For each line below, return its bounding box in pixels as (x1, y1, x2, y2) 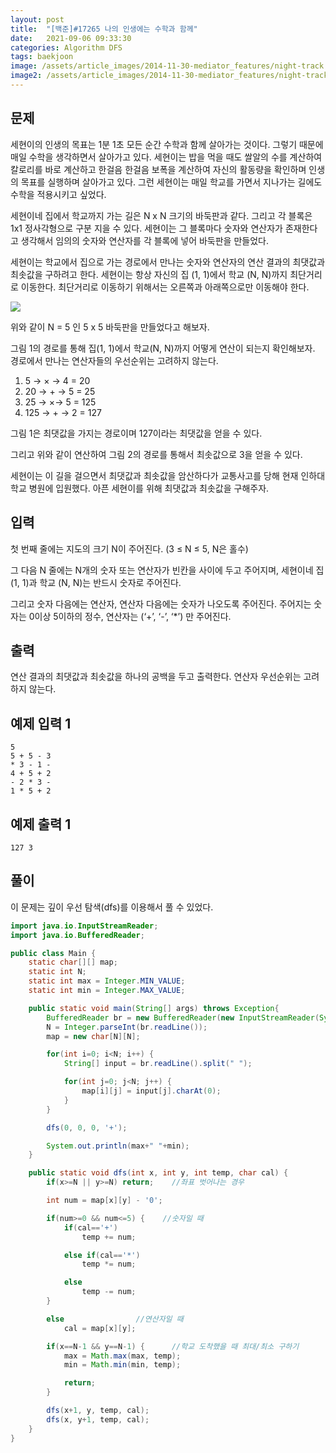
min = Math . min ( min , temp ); (63, 1360, 182, 1370)
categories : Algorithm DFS (10, 42, 123, 53)
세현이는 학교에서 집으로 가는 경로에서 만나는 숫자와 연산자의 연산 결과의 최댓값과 (10, 256, 326, 268)
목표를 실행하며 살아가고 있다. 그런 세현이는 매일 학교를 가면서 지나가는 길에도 (20, 176, 323, 188)
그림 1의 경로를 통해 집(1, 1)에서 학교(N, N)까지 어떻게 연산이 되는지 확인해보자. (10, 342, 316, 354)
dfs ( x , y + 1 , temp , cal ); (46, 1414, 150, 1425)
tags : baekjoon (10, 52, 74, 62)
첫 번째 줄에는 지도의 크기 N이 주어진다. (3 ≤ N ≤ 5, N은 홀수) (10, 542, 249, 555)
